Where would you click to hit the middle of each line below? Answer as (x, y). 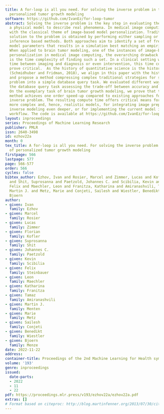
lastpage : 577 (20, 159)
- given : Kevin (20, 259)
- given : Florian (23, 232)
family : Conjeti (26, 327)
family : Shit (23, 245)
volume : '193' (20, 363)
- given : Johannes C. (27, 250)
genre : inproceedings (27, 368)
